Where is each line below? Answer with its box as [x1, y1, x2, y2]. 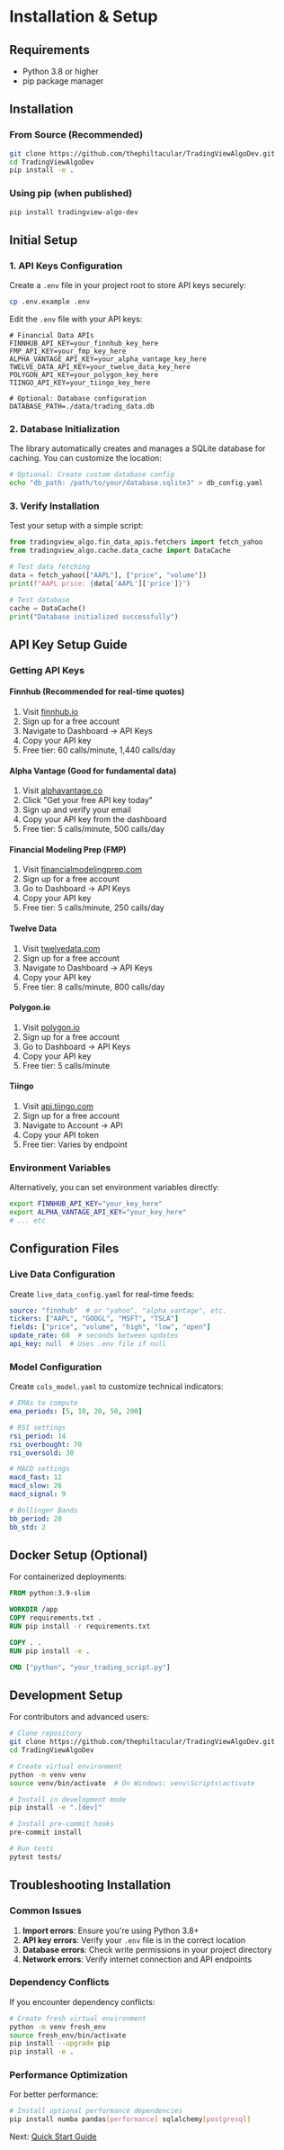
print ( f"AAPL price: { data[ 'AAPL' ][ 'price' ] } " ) [9, 579, 191, 588]
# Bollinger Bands [9, 1505, 78, 1514]
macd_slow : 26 [9, 1481, 63, 1491]
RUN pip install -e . [9, 1646, 91, 1656]
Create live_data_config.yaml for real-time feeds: [9, 1288, 195, 1299]
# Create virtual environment [9, 1762, 123, 1771]
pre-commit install [9, 1828, 83, 1838]
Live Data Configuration [9, 1268, 116, 1280]
